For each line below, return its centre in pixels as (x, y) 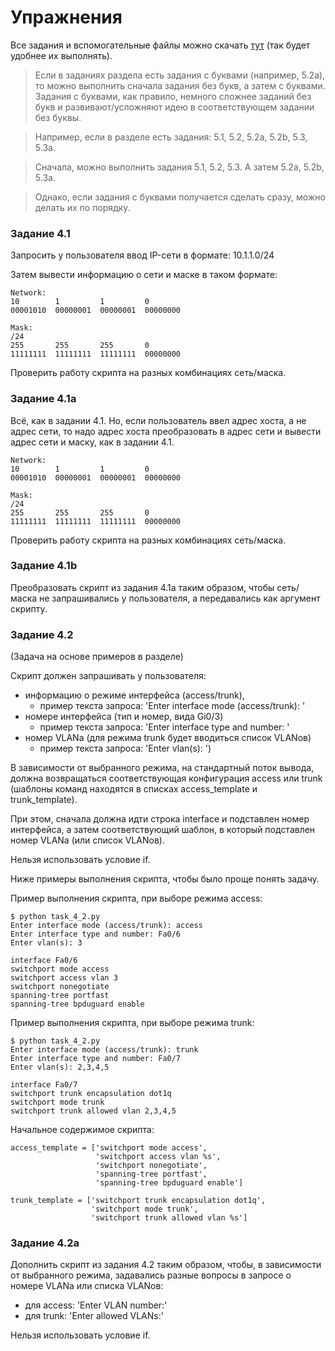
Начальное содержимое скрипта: (82, 1130)
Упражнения (66, 17)
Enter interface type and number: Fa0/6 (96, 934)
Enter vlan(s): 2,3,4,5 (60, 1067)
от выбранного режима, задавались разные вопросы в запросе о (151, 1275)
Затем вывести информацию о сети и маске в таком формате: (144, 275)
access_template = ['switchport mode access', (109, 1148)
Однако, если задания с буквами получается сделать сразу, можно (180, 197)
